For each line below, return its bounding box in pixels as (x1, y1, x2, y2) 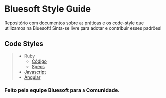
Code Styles (4, 40, 43, 48)
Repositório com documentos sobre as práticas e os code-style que (4, 20, 144, 26)
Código (31, 58, 47, 64)
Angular (24, 74, 41, 80)
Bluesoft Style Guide (4, 3, 91, 15)
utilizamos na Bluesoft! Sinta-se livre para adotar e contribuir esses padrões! (4, 25, 162, 31)
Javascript (24, 69, 46, 75)
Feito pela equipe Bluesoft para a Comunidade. (4, 86, 120, 93)
